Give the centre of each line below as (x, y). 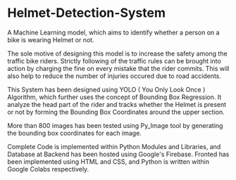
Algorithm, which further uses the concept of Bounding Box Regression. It (114, 97)
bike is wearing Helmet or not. (51, 39)
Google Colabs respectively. (48, 169)
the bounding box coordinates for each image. (75, 133)
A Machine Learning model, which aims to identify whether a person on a (113, 32)
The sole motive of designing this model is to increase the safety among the (117, 53)
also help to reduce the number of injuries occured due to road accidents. (114, 76)
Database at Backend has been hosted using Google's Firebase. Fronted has (118, 154)
